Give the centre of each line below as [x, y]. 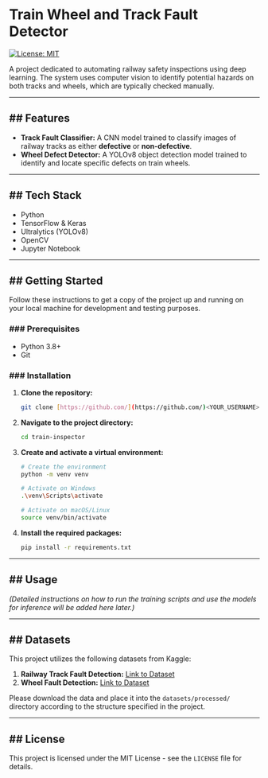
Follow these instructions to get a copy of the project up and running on [126, 300]
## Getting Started [56, 280]
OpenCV [35, 239]
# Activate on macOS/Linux [65, 511]
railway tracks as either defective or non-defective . [106, 146]
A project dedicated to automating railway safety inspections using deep [128, 68]
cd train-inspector [53, 437]
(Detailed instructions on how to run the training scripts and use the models [133, 599]
